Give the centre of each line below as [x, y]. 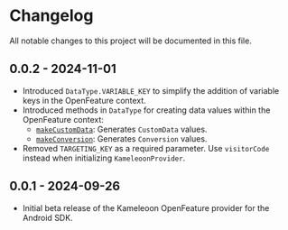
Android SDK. [48, 217]
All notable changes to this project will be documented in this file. [131, 41]
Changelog [51, 16]
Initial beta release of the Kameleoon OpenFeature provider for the [146, 207]
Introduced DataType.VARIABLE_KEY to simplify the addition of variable [151, 90]
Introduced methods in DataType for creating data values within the [146, 110]
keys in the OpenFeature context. [84, 100]
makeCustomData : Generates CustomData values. [121, 129]
